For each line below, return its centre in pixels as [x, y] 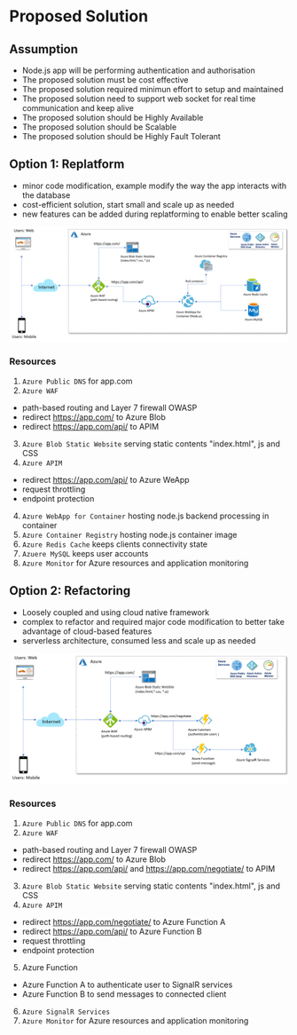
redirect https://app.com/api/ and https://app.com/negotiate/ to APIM [148, 868]
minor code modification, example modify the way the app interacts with [154, 186]
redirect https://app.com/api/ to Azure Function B [112, 931]
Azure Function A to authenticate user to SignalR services [127, 984]
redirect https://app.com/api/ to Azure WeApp [106, 479]
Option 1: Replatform [67, 165]
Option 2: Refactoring [70, 591]
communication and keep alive [78, 108]
